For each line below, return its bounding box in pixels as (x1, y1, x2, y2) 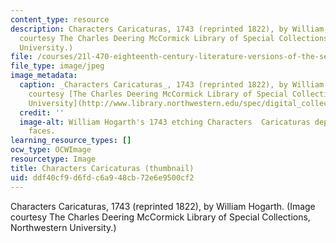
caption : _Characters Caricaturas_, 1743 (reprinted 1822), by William (19, 80, 325, 90)
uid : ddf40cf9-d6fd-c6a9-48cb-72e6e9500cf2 (10, 172, 195, 183)
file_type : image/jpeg (10, 61, 105, 71)
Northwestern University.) (10, 221, 117, 233)
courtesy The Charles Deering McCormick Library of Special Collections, (10, 211, 311, 223)
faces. (28, 126, 56, 136)
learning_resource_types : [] (10, 136, 132, 146)
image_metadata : (10, 71, 78, 81)
